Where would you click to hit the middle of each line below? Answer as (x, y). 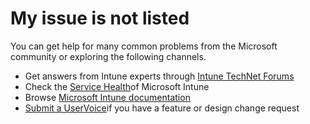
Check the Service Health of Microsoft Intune (117, 86)
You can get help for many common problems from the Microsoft (144, 46)
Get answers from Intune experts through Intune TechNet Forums (159, 76)
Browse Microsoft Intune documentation (107, 97)
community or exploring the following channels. (108, 56)
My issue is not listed (100, 18)
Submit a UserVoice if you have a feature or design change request (162, 108)
